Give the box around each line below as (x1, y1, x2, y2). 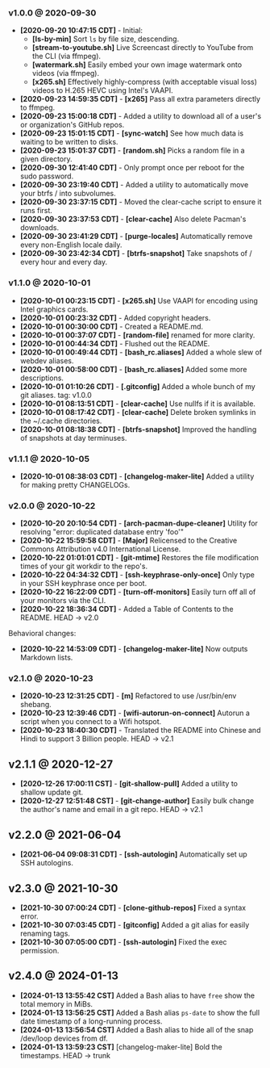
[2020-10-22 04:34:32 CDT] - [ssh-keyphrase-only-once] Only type (19, 570, 255, 580)
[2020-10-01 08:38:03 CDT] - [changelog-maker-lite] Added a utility (19, 471, 255, 481)
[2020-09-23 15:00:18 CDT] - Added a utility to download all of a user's (19, 111, 262, 121)
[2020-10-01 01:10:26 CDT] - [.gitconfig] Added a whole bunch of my (19, 381, 255, 391)
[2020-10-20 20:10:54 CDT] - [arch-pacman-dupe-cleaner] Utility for (19, 518, 258, 528)
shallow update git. (19, 787, 84, 798)
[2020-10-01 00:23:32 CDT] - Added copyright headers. (19, 312, 211, 322)
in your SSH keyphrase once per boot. (19, 579, 147, 588)
